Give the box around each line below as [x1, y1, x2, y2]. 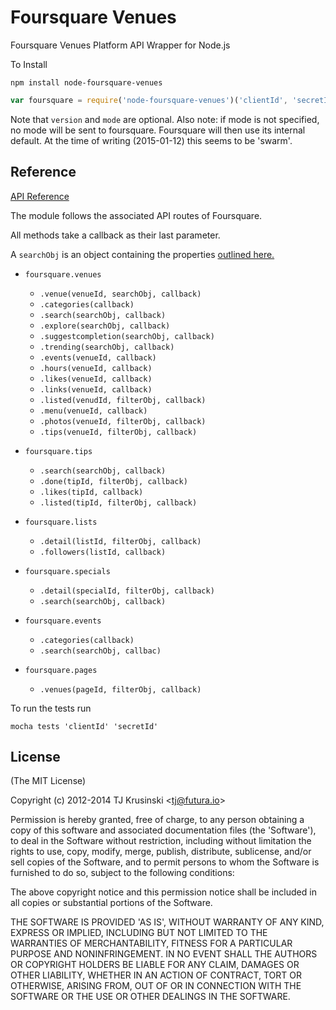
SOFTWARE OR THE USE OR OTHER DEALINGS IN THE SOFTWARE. [10, 991, 291, 1003]
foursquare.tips [24, 446, 93, 456]
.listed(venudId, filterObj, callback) [39, 395, 207, 405]
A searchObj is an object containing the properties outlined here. [10, 248, 275, 260]
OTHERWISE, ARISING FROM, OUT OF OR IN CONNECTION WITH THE [10, 980, 302, 992]
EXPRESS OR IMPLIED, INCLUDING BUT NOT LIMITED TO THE [10, 927, 268, 939]
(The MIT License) [10, 775, 87, 787]
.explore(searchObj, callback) [39, 321, 171, 331]
